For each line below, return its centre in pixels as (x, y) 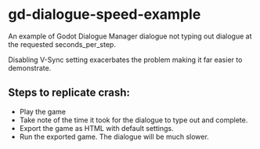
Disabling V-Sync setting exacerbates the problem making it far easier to (125, 60)
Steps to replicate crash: (69, 93)
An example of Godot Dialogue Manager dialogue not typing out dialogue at (130, 36)
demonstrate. (30, 67)
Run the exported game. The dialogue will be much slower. (114, 136)
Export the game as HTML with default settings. (96, 128)
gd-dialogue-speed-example (105, 15)
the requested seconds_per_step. (62, 44)
